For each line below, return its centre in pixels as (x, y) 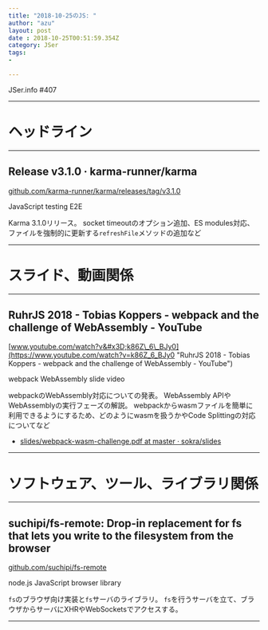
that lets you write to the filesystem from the (121, 535)
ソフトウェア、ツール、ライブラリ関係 (134, 484)
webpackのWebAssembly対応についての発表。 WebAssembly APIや (120, 396)
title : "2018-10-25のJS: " (53, 16)
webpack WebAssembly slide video (67, 379)
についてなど (29, 425)
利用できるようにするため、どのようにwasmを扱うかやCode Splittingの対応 (132, 415)
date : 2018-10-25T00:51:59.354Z (64, 38)
